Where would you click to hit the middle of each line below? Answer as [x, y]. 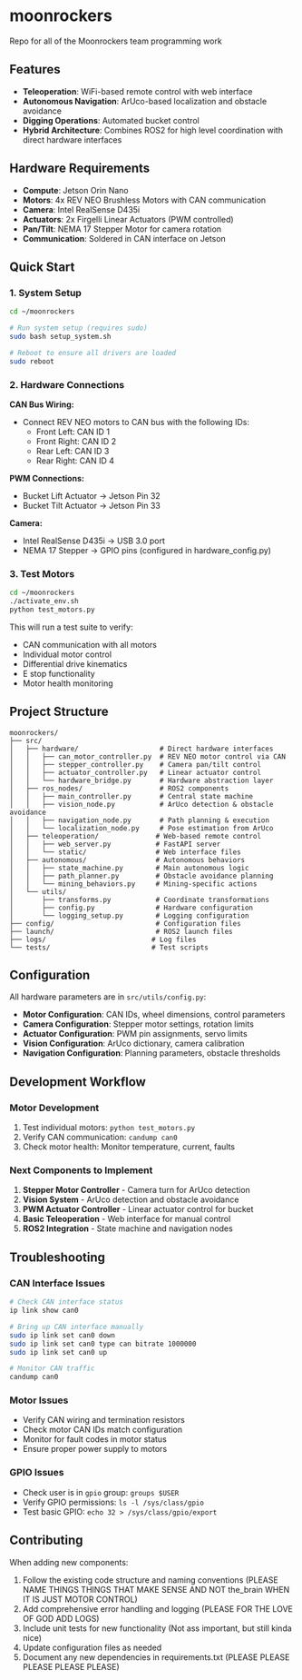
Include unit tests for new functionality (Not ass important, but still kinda [157, 1628]
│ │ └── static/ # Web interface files [126, 852]
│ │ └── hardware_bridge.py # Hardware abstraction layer [141, 780]
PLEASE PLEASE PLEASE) [71, 1666]
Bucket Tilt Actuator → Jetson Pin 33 [91, 505]
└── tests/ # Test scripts [109, 947]
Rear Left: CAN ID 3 [73, 451]
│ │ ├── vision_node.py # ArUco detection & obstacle [141, 804]
